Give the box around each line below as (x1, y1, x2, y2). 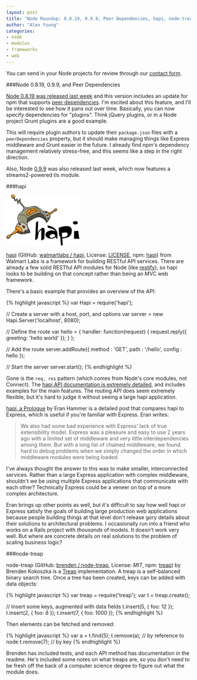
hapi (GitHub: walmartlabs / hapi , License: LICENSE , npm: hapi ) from (6, 251, 172, 258)
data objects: (6, 580, 38, 587)
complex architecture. (6, 490, 59, 497)
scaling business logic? (6, 538, 63, 546)
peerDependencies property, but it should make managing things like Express (6, 135, 190, 142)
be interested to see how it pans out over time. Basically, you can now (6, 105, 175, 112)
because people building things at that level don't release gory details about (6, 514, 190, 521)
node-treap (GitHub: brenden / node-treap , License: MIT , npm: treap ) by (6, 561, 181, 568)
